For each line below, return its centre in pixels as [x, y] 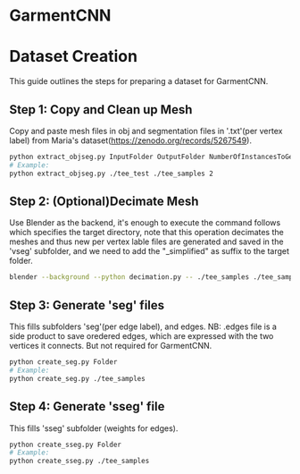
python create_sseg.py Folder [66, 444]
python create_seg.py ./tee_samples [77, 378]
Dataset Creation [74, 57]
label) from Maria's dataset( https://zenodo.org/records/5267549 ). [131, 140]
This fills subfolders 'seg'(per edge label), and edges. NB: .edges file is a [143, 326]
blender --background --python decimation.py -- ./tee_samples [129, 277]
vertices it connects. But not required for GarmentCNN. [111, 346]
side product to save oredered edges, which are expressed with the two [142, 336]
